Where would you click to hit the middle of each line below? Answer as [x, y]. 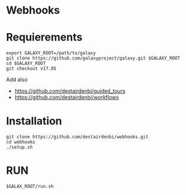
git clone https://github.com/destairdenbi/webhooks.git [77, 137]
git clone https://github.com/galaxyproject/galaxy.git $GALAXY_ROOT [93, 58]
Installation [34, 121]
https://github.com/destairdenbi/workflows [67, 97]
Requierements [44, 38]
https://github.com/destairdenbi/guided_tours [70, 91]
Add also [17, 80]
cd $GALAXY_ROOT [26, 64]
